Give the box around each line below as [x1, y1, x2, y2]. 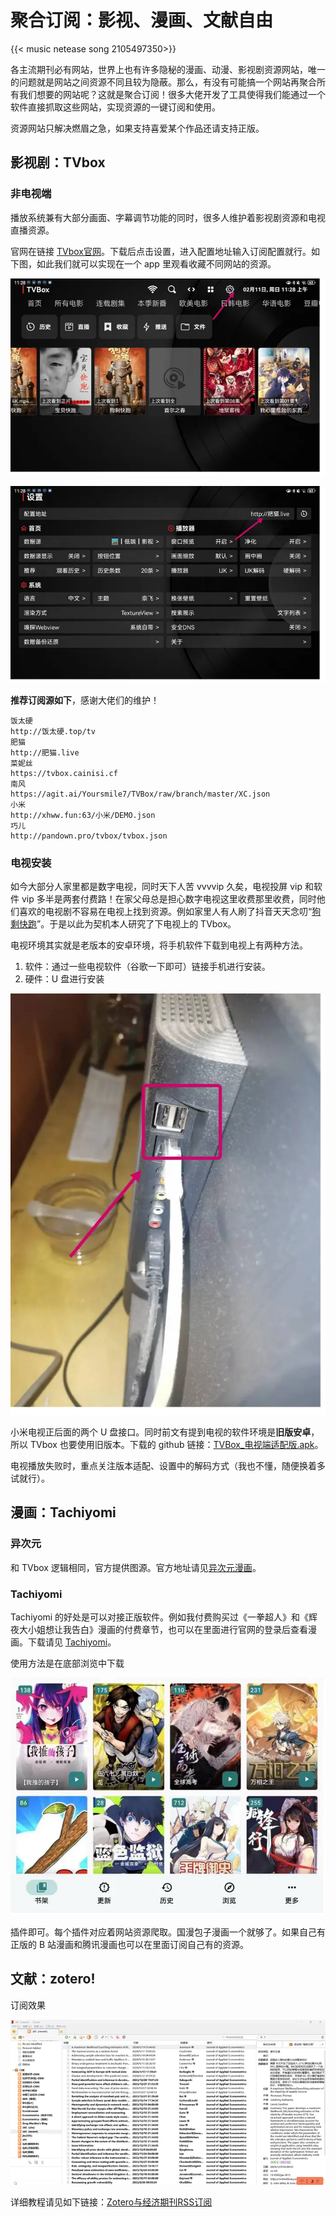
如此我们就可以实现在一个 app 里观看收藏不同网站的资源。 [36, 257, 277, 270]
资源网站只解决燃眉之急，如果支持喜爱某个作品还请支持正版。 [10, 122, 265, 134]
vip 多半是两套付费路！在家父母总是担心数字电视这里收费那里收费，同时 [21, 892, 317, 905]
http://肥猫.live [10, 747, 80, 758]
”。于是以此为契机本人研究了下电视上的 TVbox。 [36, 917, 237, 930]
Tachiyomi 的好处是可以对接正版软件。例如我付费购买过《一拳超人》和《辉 [10, 1611, 318, 1623]
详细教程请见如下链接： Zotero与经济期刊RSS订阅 [10, 2196, 213, 2208]
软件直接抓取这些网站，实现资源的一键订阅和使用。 [10, 101, 221, 113]
